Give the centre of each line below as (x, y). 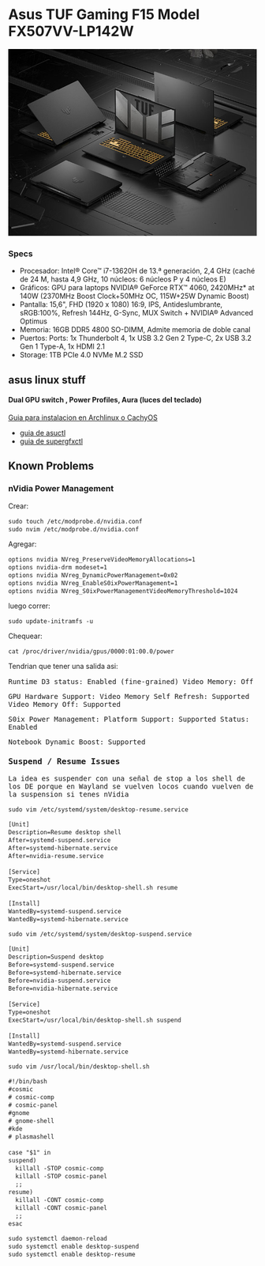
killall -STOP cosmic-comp (60, 1168)
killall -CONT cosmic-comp (60, 1200)
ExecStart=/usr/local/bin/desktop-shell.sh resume (93, 887)
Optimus (33, 321)
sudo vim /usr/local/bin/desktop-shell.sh (79, 1066)
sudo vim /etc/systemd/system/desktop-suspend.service (100, 934)
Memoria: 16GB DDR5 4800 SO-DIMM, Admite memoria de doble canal (135, 330)
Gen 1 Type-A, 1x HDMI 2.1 (62, 346)
